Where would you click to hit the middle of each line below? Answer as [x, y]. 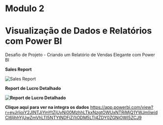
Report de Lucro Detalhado [33, 88]
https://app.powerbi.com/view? [122, 107]
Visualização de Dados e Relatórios [79, 31]
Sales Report [18, 69]
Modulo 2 [25, 9]
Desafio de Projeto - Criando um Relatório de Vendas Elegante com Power [80, 55]
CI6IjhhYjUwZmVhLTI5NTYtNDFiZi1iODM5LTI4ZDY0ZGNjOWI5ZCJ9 [73, 118]
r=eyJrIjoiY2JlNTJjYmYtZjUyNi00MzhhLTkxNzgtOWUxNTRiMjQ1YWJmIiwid [81, 112]
